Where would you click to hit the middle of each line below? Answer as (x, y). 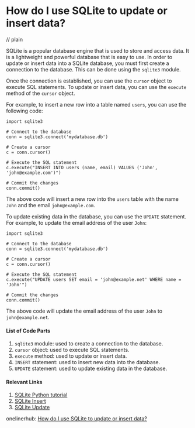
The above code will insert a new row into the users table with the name (93, 199)
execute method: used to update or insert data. (71, 356)
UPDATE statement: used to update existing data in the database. (91, 369)
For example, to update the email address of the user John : (76, 222)
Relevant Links (24, 382)
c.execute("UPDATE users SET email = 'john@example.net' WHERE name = (94, 279)
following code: (25, 111)
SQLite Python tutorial (41, 395)
